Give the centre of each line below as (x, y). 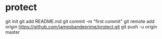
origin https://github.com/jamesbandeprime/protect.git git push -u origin (81, 26)
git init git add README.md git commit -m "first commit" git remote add (80, 21)
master (13, 32)
